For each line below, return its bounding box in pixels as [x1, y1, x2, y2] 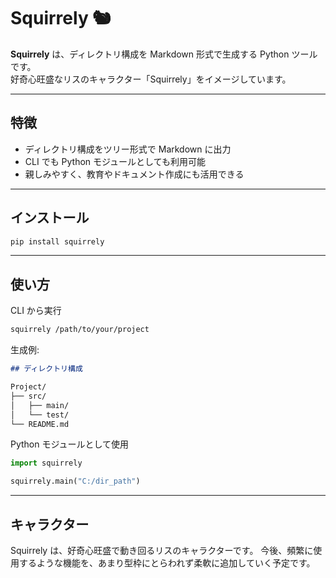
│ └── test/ [10, 410, 70, 420]
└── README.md [10, 419, 70, 429]
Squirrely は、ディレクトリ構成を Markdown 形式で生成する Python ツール [10, 48, 318, 60]
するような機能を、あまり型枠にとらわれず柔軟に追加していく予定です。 [18, 556, 316, 569]
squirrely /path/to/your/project [10, 325, 150, 335]
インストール [10, 210, 90, 227]
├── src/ [10, 391, 47, 401]
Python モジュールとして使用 [10, 438, 130, 450]
